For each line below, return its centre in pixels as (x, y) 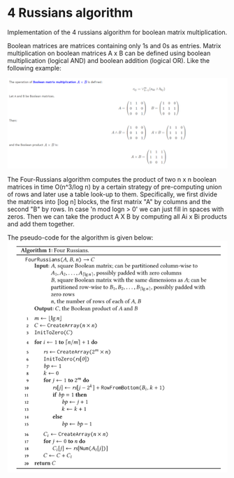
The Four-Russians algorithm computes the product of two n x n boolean (112, 179)
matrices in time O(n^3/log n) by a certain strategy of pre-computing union (115, 187)
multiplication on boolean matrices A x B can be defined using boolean (109, 53)
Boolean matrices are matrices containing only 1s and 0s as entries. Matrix (114, 45)
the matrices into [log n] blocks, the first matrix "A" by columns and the (109, 201)
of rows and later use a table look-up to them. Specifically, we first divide (112, 194)
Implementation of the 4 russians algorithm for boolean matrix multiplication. (117, 32)
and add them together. (41, 224)
